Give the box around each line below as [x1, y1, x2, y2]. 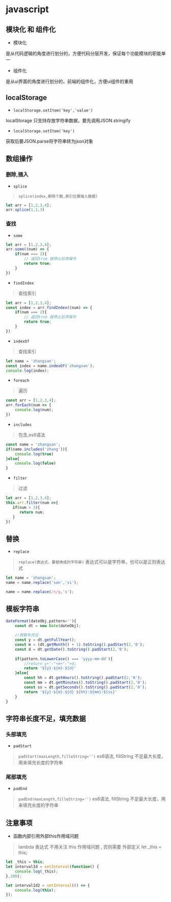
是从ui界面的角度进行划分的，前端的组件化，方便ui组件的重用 [6, 78, 133, 84]
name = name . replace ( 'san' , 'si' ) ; [6, 580, 79, 585]
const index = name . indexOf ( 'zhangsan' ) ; [6, 363, 95, 369]
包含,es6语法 [18, 432, 46, 438]
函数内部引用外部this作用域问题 [13, 833, 79, 839]
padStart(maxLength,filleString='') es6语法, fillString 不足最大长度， [18, 753, 166, 759]
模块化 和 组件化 [6, 25, 56, 34]
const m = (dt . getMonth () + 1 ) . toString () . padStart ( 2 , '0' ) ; [15, 642, 145, 647]
